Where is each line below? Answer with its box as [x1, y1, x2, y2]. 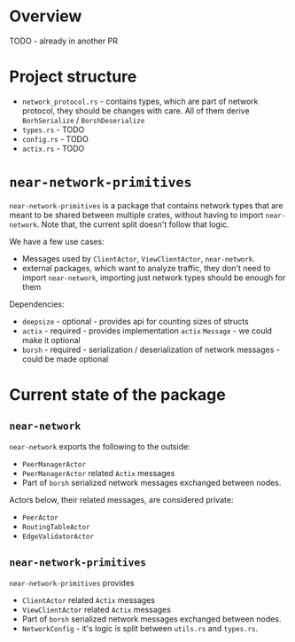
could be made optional [21, 353, 109, 364]
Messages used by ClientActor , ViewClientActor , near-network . [21, 253, 255, 263]
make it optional [21, 334, 82, 345]
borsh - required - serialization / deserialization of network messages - [21, 344, 281, 355]
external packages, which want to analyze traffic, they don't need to [21, 262, 271, 273]
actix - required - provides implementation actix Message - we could [21, 325, 273, 336]
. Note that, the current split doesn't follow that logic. [36, 219, 229, 230]
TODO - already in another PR [9, 35, 118, 46]
